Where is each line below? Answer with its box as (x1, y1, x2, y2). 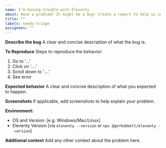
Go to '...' (12, 58, 31, 64)
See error (12, 74, 32, 80)
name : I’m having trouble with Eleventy (5, 7, 90, 12)
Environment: (5, 108, 34, 114)
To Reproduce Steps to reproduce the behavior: (5, 49, 103, 55)
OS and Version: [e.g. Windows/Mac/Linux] (12, 117, 100, 123)
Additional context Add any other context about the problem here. (5, 138, 141, 144)
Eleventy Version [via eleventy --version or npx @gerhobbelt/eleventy (12, 123, 157, 129)
